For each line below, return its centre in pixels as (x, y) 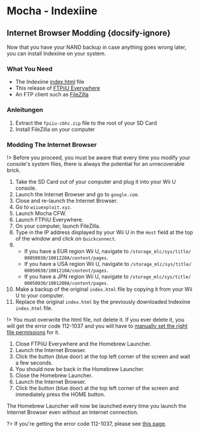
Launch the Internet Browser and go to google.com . (77, 194)
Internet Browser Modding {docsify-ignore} (89, 33)
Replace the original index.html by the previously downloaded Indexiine (103, 302)
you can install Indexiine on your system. (56, 54)
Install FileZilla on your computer (55, 129)
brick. (14, 170)
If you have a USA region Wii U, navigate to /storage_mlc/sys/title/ (108, 263)
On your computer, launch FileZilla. (58, 226)
